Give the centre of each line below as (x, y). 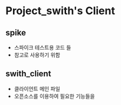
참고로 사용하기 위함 (37, 55)
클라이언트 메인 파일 (37, 88)
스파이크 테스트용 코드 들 (42, 47)
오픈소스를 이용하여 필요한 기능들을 (54, 96)
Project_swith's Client (60, 11)
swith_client (28, 74)
